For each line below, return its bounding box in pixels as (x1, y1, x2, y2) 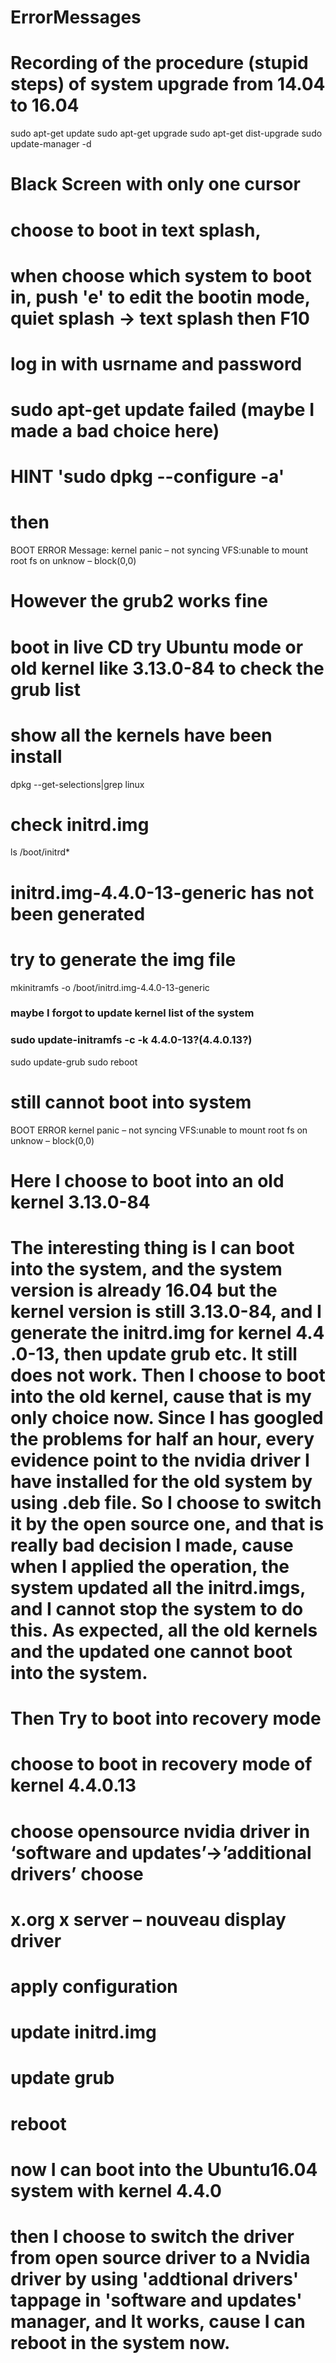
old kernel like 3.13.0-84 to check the (10, 657, 325, 680)
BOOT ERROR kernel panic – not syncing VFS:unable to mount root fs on (10, 1124, 308, 1136)
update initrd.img (10, 2021, 157, 2044)
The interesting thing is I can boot (10, 1237, 295, 1260)
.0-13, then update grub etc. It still (10, 1343, 298, 1366)
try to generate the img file (10, 948, 237, 971)
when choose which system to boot (10, 264, 312, 287)
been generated (10, 902, 146, 925)
